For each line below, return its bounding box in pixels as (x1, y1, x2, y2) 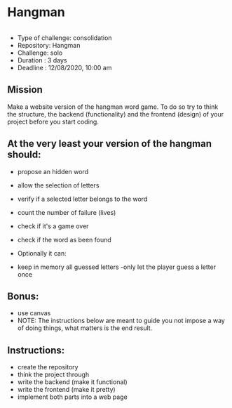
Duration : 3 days (17, 55, 67, 64)
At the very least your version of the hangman (7, 138, 212, 150)
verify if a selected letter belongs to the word (17, 195, 148, 203)
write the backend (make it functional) (17, 378, 128, 386)
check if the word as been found (17, 235, 112, 244)
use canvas (17, 309, 51, 317)
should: (7, 149, 41, 161)
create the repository (17, 363, 79, 371)
